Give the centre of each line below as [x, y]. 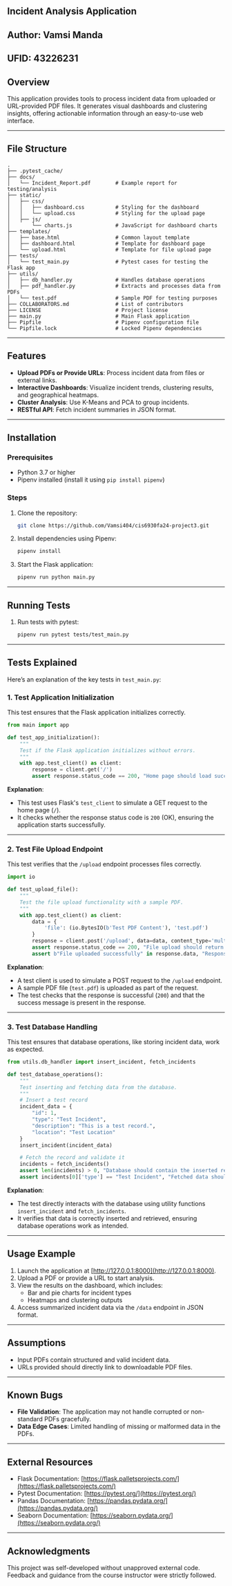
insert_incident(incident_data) [66, 1145]
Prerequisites [30, 457]
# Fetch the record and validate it [72, 1158]
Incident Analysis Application [72, 11]
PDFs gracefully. [68, 1419]
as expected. [26, 1049]
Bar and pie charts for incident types [79, 1293]
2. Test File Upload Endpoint [55, 849]
